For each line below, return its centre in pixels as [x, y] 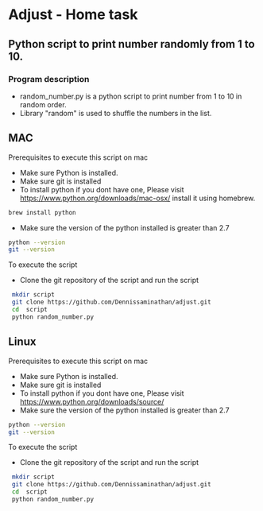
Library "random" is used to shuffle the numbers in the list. [116, 113]
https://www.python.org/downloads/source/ [92, 401]
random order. [43, 104]
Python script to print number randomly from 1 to [132, 44]
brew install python [43, 212]
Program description [49, 79]
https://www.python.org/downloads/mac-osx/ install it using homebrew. [137, 198]
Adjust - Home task [73, 15]
